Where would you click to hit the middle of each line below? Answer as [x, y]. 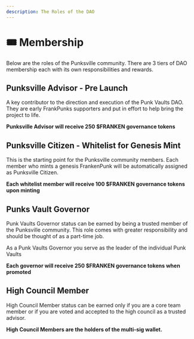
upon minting [23, 190]
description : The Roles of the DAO [50, 12]
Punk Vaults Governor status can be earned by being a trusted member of [97, 224]
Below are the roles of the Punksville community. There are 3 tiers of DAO [97, 63]
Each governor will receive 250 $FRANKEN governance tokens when [93, 266]
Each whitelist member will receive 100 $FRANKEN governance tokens [96, 184]
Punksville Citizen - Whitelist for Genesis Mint [93, 145]
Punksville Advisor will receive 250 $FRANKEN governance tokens [91, 127]
